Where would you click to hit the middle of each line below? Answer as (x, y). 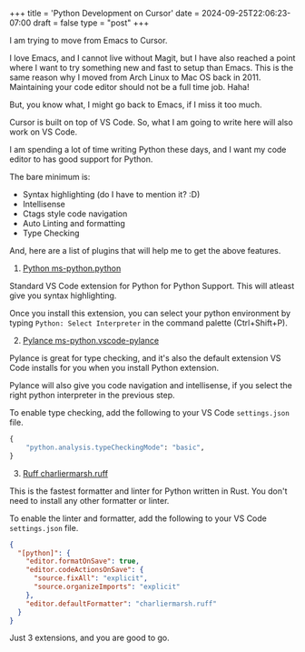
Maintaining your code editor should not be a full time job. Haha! (129, 87)
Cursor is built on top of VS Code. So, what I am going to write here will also (151, 122)
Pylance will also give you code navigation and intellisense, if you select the (151, 385)
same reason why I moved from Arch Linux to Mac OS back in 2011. (135, 77)
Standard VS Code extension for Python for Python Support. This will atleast (152, 286)
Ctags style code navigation (75, 214)
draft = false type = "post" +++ (91, 23)
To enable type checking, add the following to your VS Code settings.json (150, 412)
